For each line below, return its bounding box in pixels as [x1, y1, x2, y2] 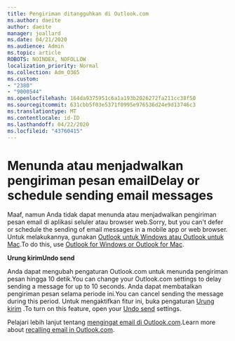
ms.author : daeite [7, 17, 61, 24]
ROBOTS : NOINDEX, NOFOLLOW [7, 56, 86, 63]
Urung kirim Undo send [7, 253, 75, 263]
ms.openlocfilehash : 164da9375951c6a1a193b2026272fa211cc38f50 [7, 95, 196, 102]
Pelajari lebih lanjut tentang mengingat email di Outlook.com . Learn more [7, 318, 216, 326]
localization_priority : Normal [7, 62, 99, 69]
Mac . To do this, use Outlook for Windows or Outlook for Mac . [7, 240, 184, 249]
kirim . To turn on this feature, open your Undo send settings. [7, 305, 182, 313]
